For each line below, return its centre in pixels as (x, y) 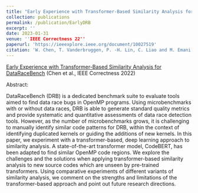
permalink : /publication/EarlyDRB (49, 22)
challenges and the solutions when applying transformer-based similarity (95, 158)
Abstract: (17, 84)
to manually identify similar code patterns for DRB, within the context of (93, 127)
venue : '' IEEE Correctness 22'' (46, 39)
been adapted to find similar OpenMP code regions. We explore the (88, 152)
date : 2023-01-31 (27, 34)
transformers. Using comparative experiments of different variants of (90, 171)
